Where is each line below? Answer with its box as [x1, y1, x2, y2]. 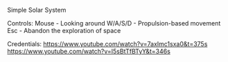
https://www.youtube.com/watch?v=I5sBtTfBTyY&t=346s [7, 48, 171, 55]
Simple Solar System [7, 6, 67, 14]
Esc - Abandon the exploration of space [7, 27, 121, 34]
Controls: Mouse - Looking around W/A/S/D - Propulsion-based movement [7, 19, 221, 27]
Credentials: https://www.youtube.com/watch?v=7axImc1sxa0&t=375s [7, 40, 208, 48]
